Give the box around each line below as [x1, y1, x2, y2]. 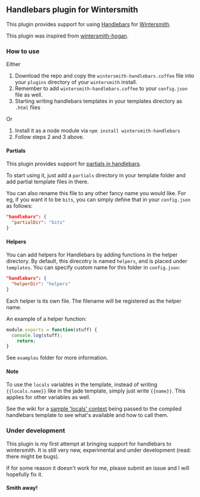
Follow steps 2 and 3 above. [14, 134, 85, 141]
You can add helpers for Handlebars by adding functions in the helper [6, 251, 178, 258]
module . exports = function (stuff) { [6, 326, 97, 333]
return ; [17, 338, 36, 344]
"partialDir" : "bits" [11, 220, 66, 226]
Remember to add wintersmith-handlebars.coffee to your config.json [14, 85, 188, 92]
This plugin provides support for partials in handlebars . [6, 160, 141, 168]
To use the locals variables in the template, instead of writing [6, 381, 158, 388]
